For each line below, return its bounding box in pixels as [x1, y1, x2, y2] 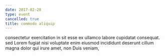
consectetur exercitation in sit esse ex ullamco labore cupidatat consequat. [5, 35, 160, 41]
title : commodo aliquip [5, 21, 55, 26]
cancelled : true [5, 16, 39, 21]
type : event [5, 12, 30, 17]
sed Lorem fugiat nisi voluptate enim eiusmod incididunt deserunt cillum [5, 40, 154, 46]
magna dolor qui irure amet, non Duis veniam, [5, 45, 99, 51]
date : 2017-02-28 [5, 7, 42, 12]
